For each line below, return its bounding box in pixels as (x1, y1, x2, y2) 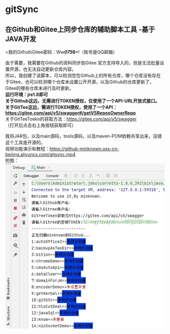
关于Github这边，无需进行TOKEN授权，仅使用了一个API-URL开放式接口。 (5, 98, 160, 104)
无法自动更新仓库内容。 (27, 66, 76, 72)
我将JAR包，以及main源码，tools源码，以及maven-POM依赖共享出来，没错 (5, 133, 162, 139)
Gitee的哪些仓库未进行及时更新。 (5, 85, 74, 91)
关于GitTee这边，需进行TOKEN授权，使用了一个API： (5, 104, 118, 110)
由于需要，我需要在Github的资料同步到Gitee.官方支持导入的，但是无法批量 (5, 60, 160, 65)
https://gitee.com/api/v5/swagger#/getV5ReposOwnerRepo (5, 110, 136, 116)
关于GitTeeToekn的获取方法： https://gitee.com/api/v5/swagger (5, 116, 137, 122)
